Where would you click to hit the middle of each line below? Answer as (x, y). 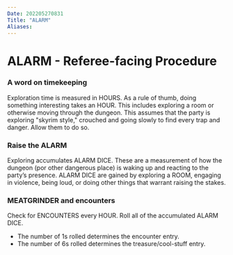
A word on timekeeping (47, 83)
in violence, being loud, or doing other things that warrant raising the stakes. (116, 183)
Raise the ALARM (37, 145)
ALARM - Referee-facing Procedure (112, 61)
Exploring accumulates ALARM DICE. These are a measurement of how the (115, 161)
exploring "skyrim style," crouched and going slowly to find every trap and (114, 120)
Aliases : (20, 26)
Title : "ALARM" (29, 20)
